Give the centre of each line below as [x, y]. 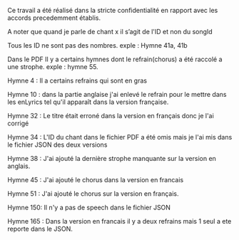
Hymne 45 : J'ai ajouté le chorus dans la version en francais [96, 180]
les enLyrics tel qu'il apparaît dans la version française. [88, 102]
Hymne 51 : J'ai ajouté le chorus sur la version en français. [93, 194]
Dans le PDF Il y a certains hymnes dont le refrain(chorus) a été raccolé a [115, 59]
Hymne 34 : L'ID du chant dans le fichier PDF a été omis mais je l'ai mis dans [120, 137]
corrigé [18, 123]
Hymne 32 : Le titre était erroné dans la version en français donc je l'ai [111, 116]
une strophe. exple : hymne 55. [53, 67]
